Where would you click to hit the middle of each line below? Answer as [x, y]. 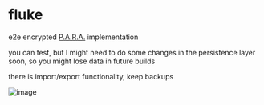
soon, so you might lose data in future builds [82, 61]
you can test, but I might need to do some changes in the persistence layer [132, 52]
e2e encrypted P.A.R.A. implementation [73, 37]
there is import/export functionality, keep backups [91, 76]
